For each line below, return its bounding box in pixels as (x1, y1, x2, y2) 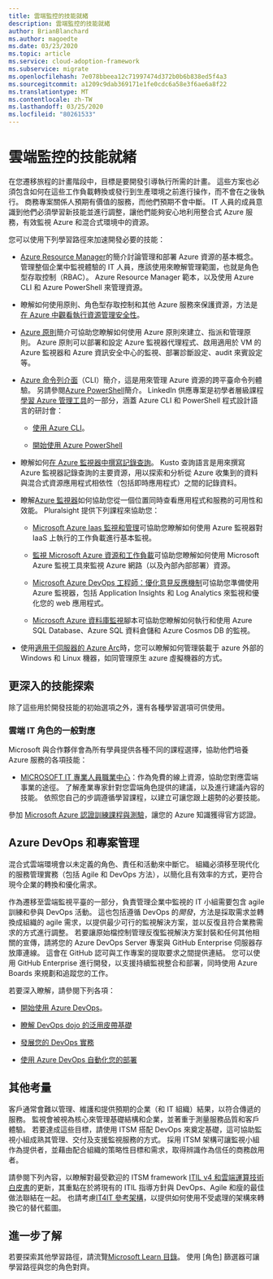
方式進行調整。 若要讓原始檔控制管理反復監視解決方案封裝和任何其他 (22, 927, 253, 937)
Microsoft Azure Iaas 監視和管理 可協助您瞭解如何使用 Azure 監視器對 (32, 522, 263, 532)
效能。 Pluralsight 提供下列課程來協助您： (19, 505, 160, 515)
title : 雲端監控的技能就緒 (8, 11, 89, 20)
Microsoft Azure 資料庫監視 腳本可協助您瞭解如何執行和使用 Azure (32, 615, 253, 625)
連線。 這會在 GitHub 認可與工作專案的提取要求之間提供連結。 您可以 (22, 947, 253, 957)
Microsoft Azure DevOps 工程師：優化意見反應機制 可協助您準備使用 (32, 578, 260, 587)
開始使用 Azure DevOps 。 (19, 1003, 107, 1013)
